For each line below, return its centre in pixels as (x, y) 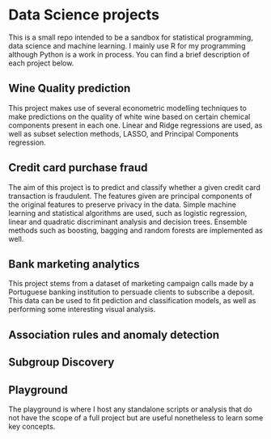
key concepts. (32, 426)
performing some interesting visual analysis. (82, 310)
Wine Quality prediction (70, 89)
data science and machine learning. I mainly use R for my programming (127, 45)
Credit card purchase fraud (78, 168)
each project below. (41, 63)
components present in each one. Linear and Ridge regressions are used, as (135, 125)
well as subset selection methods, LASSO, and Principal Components (123, 133)
